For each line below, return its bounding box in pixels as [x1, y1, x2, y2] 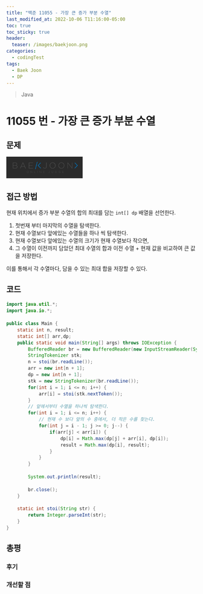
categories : [6, 48, 36, 54]
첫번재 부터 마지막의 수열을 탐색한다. [14, 222, 101, 229]
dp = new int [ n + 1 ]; [28, 372, 83, 378]
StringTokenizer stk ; [28, 352, 83, 358]
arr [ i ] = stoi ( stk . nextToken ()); [38, 391, 123, 397]
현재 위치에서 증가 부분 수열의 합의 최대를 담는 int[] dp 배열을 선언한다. [6, 209, 176, 216]
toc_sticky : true [6, 29, 50, 35]
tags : [6, 61, 20, 67]
